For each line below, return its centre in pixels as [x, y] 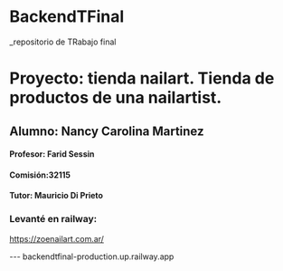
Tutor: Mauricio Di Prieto [57, 196]
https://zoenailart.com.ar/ [57, 238]
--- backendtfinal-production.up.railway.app [92, 256]
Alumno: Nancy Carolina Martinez [107, 131]
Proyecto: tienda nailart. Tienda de [142, 78]
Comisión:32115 [40, 175]
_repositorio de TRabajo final [63, 42]
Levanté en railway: [53, 219]
